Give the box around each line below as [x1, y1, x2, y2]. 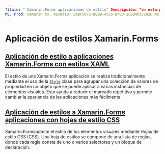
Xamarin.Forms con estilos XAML [5, 60, 110, 69]
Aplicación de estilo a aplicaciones [5, 52, 114, 61]
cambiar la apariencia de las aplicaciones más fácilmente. [5, 94, 122, 100]
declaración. [5, 144, 30, 150]
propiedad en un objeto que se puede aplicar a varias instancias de [5, 83, 141, 89]
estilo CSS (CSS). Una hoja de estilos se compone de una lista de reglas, [5, 134, 152, 140]
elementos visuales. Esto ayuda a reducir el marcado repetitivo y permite [5, 89, 153, 95]
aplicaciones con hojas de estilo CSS [5, 116, 120, 124]
